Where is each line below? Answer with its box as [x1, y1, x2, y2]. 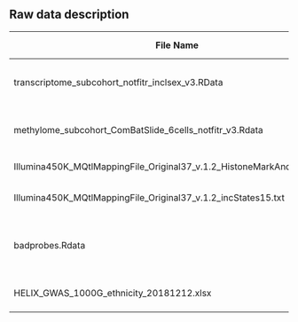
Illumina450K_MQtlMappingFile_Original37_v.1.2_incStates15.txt [13, 191, 286, 203]
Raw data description [9, 7, 129, 22]
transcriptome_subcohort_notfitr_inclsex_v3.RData [13, 75, 223, 88]
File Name [154, 39, 200, 51]
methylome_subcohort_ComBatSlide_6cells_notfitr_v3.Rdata [13, 123, 263, 136]
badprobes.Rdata [13, 239, 86, 251]
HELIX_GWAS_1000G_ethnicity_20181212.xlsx [13, 287, 212, 299]
